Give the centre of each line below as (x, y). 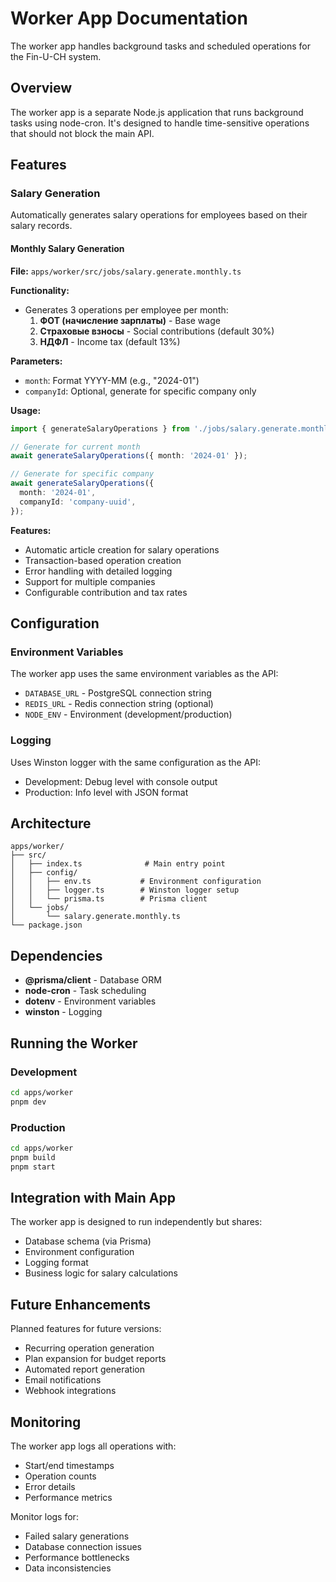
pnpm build (33, 1157)
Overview (41, 88)
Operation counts (60, 1476)
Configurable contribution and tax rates (106, 592)
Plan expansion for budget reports (95, 1359)
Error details (50, 1487)
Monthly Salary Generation (67, 249)
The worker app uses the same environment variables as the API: (144, 674)
